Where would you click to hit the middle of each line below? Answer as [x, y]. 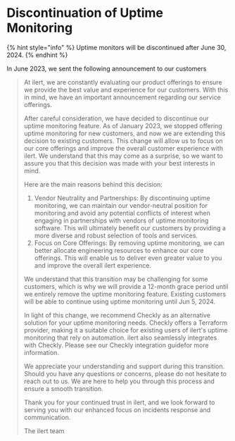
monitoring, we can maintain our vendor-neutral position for [121, 205]
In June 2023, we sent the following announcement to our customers [107, 68]
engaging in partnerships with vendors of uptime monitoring [121, 220]
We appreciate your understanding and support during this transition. [124, 366]
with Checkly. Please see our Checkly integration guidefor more [116, 345]
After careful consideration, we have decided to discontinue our [116, 118]
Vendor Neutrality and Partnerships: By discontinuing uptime [122, 198]
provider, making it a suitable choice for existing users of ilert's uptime [126, 330]
